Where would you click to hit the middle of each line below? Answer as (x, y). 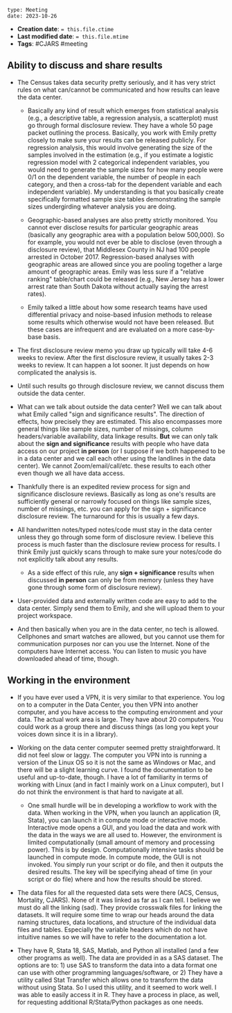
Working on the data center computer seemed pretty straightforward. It (118, 748)
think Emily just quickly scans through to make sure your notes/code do (119, 552)
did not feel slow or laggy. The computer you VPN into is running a (112, 755)
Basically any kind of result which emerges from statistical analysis (123, 110)
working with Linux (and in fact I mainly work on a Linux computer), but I (120, 784)
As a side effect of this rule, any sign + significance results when (121, 573)
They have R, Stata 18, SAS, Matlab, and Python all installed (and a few (118, 950)
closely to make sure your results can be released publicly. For (117, 140)
